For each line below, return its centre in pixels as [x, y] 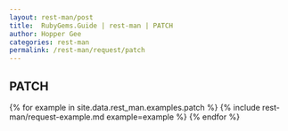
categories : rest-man [49, 42]
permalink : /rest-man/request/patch [77, 50]
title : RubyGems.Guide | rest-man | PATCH [91, 26]
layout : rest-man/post [51, 17]
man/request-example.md [57, 117]
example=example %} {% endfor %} [173, 117]
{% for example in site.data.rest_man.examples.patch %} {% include [135, 107]
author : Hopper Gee [45, 34]
